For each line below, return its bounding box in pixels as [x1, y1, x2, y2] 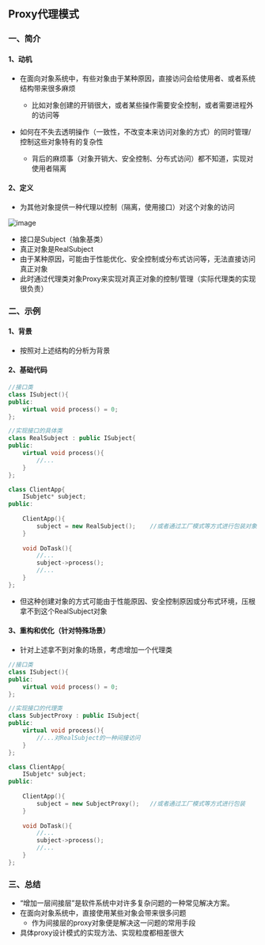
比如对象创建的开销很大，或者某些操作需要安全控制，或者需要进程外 [31, 100, 254, 109]
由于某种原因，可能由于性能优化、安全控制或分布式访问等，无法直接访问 [19, 254, 256, 264]
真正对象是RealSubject [19, 244, 94, 253]
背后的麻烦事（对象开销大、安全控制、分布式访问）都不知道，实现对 [31, 154, 254, 163]
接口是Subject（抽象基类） [19, 234, 108, 244]
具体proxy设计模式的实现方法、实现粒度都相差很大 [19, 928, 184, 938]
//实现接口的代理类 [8, 704, 63, 712]
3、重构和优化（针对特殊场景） [8, 626, 111, 636]
